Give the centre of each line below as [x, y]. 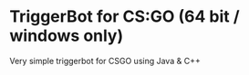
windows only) [67, 36]
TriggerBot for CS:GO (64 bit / [124, 17]
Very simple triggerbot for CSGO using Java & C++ [105, 61]
